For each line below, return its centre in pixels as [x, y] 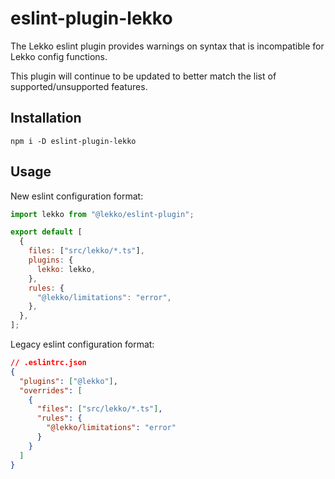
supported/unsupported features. [79, 86]
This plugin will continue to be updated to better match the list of [143, 76]
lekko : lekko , [66, 269]
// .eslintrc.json [48, 363]
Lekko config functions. [59, 56]
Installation [46, 118]
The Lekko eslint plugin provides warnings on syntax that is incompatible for [167, 46]
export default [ [46, 232]
